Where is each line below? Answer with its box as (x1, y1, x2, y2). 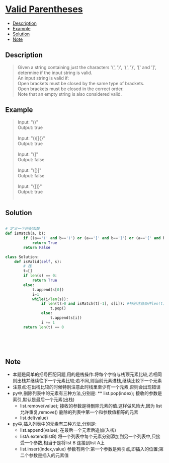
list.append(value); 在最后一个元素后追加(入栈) (20, 427, 117, 433)
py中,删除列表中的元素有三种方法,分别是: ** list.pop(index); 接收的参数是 (12, 390, 162, 396)
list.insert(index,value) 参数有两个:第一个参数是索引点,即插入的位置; (20, 446, 159, 452)
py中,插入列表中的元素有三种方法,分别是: (12, 421, 97, 427)
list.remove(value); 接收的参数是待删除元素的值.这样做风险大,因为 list (20, 403, 162, 409)
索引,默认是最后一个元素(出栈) (12, 396, 75, 403)
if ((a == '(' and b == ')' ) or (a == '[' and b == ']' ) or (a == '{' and (23, 236, 161, 241)
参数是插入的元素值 (29, 452, 69, 458)
